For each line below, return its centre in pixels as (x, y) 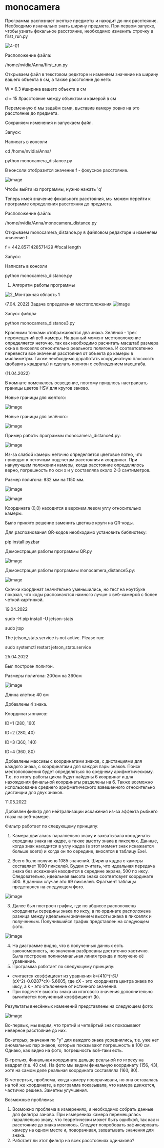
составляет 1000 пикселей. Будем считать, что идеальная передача (83, 866)
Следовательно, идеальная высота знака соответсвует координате (83, 876)
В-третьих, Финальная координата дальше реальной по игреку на (74, 1060)
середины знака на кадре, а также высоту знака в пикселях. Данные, (85, 841)
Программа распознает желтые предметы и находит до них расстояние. (82, 21)
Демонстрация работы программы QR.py (49, 551)
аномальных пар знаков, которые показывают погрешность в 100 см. (78, 1045)
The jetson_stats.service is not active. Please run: (55, 637)
